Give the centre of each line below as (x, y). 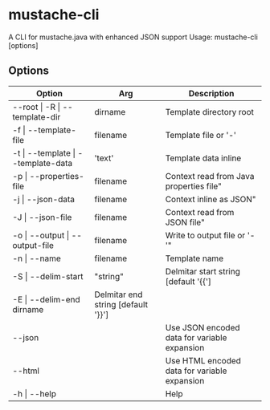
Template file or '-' (201, 135)
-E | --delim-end (46, 299)
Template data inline (203, 158)
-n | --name (37, 258)
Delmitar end (119, 294)
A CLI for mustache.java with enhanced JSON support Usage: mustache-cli (133, 37)
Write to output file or (205, 235)
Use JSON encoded (202, 327)
